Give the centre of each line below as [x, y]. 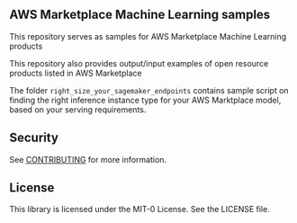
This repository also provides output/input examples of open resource [139, 63]
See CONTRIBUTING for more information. [88, 159]
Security [34, 138]
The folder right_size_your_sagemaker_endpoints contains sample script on [149, 90]
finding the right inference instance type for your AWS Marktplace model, [145, 100]
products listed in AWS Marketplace [76, 73]
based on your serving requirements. [78, 109]
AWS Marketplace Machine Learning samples [140, 15]
